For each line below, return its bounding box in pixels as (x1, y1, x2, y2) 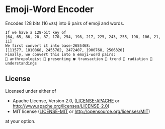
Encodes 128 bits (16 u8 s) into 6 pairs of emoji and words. (5, 20, 124, 26)
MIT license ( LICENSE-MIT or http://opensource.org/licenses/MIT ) (12, 108, 150, 114)
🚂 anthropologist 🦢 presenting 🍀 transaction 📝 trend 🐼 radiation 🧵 (5, 56, 152, 61)
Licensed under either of (5, 88, 56, 94)
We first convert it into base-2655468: (5, 43, 92, 48)
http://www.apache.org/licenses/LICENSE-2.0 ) (12, 103, 110, 109)
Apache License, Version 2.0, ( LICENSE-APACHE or (12, 97, 120, 104)
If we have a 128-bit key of (5, 30, 66, 35)
